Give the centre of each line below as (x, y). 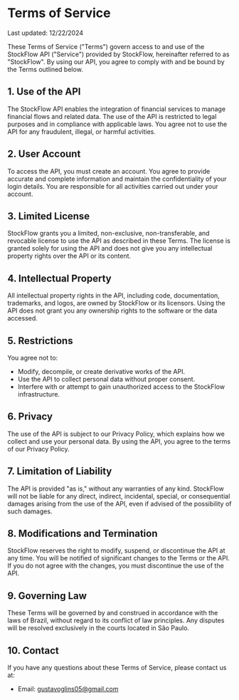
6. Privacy (30, 417)
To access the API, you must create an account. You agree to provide (109, 171)
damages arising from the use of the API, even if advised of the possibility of (119, 503)
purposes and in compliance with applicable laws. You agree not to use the (117, 124)
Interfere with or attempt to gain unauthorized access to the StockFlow (121, 387)
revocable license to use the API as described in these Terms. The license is (119, 241)
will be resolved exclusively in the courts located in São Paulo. (99, 628)
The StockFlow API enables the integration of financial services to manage (117, 109)
